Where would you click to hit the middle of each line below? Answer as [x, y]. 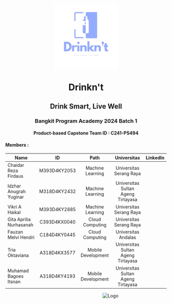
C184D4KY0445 [58, 235]
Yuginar [16, 197]
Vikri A [14, 206]
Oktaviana [18, 255]
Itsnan [14, 282]
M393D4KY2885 [58, 210]
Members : [17, 145]
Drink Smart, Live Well [86, 106]
